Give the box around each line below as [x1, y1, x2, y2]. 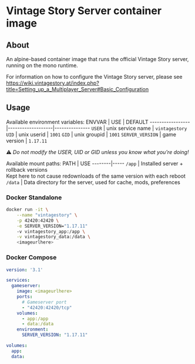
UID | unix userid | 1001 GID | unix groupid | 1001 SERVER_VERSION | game [6, 131, 176, 138]
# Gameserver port [21, 299, 67, 305]
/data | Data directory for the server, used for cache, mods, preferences [6, 178, 180, 186]
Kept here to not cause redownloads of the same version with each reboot [6, 172, 186, 179]
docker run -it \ [6, 207, 49, 213]
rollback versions [6, 166, 48, 173]
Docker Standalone [6, 193, 62, 201]
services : [6, 278, 31, 283]
